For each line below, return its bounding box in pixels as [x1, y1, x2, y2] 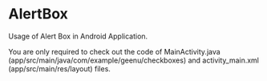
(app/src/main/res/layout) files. [8, 63, 111, 73]
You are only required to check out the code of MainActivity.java [8, 47, 220, 56]
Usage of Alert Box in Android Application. [8, 31, 148, 41]
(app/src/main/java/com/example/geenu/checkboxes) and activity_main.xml [8, 55, 259, 65]
